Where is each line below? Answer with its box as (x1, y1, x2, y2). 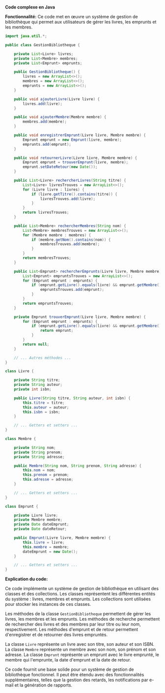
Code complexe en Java (5, 4, 55, 10)
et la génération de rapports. (14, 682, 73, 688)
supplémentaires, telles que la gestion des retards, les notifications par (5, 677, 148, 683)
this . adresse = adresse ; (23, 477, 74, 482)
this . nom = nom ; (23, 468, 56, 473)
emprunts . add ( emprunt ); (23, 142, 71, 147)
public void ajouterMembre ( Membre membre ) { (14, 115, 107, 120)
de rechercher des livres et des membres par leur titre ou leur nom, (5, 621, 141, 627)
